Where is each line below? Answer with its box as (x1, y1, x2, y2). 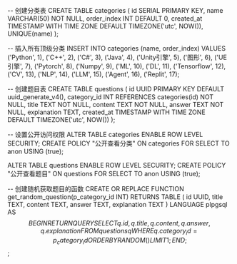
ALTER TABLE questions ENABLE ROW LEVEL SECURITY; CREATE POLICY (7, 161, 226, 169)
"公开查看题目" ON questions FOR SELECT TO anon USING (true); (7, 170, 201, 178)
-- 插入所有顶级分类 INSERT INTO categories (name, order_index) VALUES (7, 44, 226, 52)
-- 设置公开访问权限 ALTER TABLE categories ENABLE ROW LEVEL (7, 131, 203, 138)
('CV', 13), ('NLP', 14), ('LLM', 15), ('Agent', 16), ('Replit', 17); (7, 70, 180, 78)
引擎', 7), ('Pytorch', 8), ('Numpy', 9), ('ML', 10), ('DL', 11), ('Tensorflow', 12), (7, 62, 226, 70)
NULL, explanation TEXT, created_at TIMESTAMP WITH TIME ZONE (7, 108, 206, 116)
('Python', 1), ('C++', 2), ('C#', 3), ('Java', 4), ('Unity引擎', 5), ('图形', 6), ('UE (7, 53, 227, 61)
